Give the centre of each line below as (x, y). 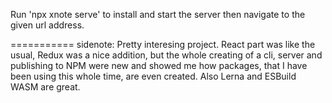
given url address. (47, 25)
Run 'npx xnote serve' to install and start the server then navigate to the (158, 14)
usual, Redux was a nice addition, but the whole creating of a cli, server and (166, 55)
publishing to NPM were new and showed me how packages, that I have (159, 65)
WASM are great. (45, 87)
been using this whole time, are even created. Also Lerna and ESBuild (153, 76)
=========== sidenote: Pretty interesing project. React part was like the (163, 44)
